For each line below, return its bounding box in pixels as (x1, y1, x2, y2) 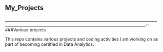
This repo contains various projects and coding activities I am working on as (5, 36, 158, 42)
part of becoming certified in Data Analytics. (5, 41, 94, 47)
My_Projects (5, 4, 44, 12)
